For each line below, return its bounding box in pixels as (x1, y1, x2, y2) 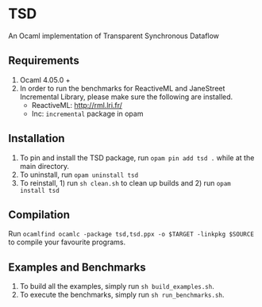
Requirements (8, 54, 79, 67)
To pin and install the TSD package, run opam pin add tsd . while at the (19, 152, 255, 163)
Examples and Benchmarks (8, 260, 146, 274)
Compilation (8, 208, 70, 221)
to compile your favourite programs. (8, 237, 125, 247)
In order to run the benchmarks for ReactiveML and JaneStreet (19, 83, 225, 93)
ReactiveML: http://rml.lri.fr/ (31, 100, 123, 109)
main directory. (19, 161, 70, 171)
